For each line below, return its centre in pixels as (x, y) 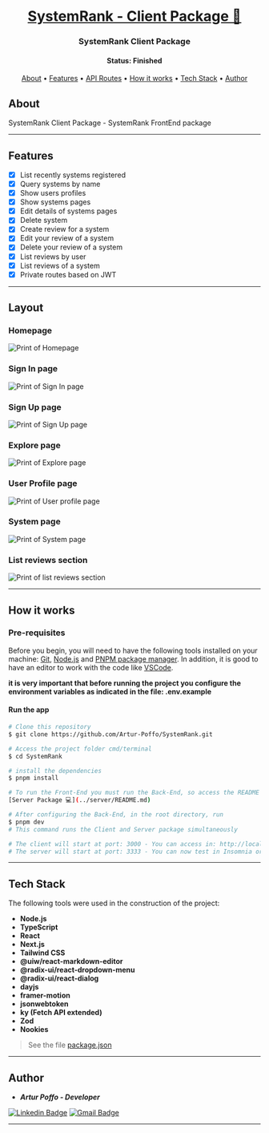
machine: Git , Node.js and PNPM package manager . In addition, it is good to (133, 659)
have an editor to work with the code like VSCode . (91, 667)
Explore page (35, 445)
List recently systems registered (73, 175)
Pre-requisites (37, 633)
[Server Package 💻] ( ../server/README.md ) (80, 800)
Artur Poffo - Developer (60, 1097)
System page (35, 522)
